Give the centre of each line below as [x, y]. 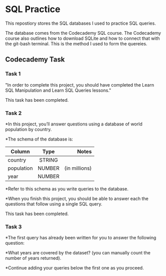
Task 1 [13, 74]
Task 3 [14, 227]
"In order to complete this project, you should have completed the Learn [80, 85]
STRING [49, 160]
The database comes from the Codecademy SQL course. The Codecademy [83, 33]
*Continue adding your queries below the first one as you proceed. [74, 268]
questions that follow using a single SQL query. [54, 204]
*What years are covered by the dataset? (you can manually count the [78, 253]
